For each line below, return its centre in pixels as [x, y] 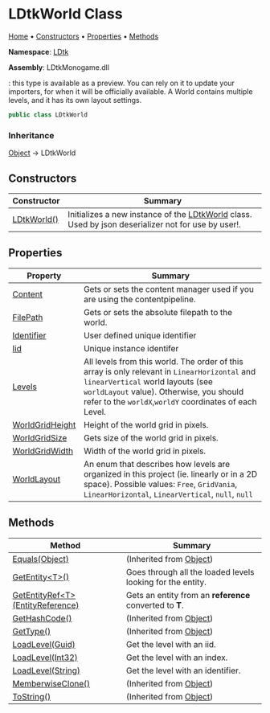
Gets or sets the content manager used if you [169, 289]
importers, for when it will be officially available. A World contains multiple [131, 91]
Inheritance [31, 135]
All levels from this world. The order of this [163, 361]
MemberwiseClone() [51, 683]
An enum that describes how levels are [157, 464]
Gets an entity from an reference [188, 595]
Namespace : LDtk [39, 51]
